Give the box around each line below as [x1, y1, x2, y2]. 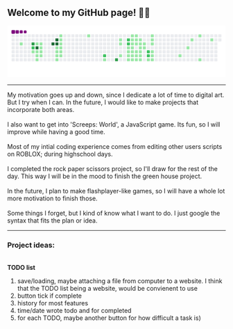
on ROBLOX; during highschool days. [7, 150, 113, 158]
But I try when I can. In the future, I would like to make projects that [7, 98, 199, 106]
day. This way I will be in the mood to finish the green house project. [7, 172, 202, 180]
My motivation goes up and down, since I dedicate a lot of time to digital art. [7, 90, 225, 99]
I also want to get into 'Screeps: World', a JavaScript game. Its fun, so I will [7, 120, 221, 129]
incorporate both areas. [7, 105, 75, 113]
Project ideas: [7, 240, 55, 250]
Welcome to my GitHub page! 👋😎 [7, 7, 150, 19]
